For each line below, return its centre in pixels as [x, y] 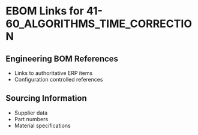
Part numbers [31, 119]
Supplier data [31, 113]
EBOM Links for [45, 11]
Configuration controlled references [58, 79]
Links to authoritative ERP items [53, 73]
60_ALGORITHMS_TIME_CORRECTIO [99, 24]
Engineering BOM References [62, 58]
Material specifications [43, 125]
